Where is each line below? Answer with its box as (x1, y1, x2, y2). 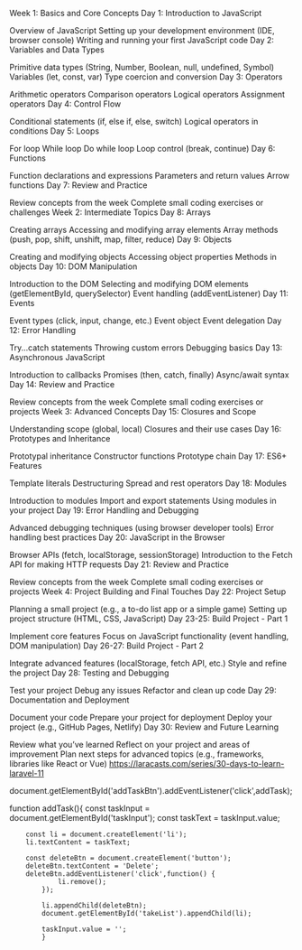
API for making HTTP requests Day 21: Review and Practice (9, 559, 230, 570)
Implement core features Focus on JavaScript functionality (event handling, (9, 631, 289, 641)
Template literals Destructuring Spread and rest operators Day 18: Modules (9, 478, 287, 489)
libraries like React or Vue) (9, 759, 108, 768)
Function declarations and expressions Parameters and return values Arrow (9, 171, 290, 181)
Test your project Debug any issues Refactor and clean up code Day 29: (9, 685, 277, 695)
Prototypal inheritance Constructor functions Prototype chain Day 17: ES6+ (9, 451, 288, 461)
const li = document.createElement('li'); (25, 830, 188, 839)
